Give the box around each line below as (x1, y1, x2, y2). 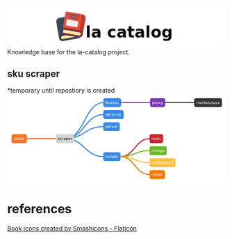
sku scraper (7, 68, 60, 79)
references (7, 201, 72, 217)
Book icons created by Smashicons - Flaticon (7, 224, 138, 232)
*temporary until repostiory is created (7, 86, 115, 95)
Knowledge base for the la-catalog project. (7, 47, 131, 56)
